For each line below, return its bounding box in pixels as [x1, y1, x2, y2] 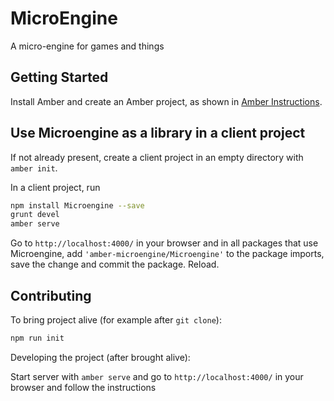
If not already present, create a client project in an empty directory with [10, 151, 304, 163]
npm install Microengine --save [10, 200, 145, 211]
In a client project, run [10, 181, 101, 193]
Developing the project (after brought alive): [10, 351, 191, 363]
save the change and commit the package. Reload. [10, 258, 220, 271]
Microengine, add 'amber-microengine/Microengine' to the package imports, [10, 248, 325, 260]
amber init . [10, 162, 58, 174]
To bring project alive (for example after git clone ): [10, 314, 222, 326]
